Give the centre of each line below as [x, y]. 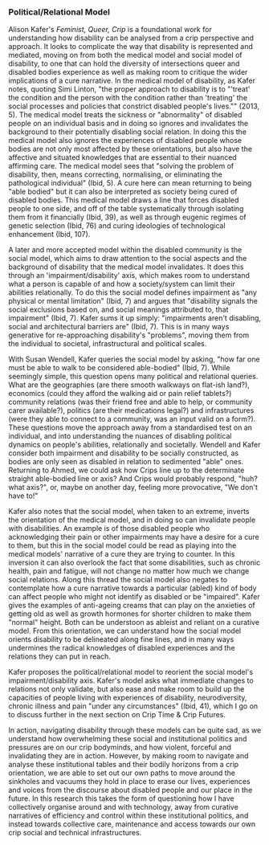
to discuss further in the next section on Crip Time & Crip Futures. [117, 715]
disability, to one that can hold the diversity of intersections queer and [124, 63]
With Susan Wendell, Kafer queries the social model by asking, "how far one [134, 359]
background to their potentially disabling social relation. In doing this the [128, 132]
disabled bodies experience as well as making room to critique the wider [128, 72]
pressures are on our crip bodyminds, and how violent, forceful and [120, 747]
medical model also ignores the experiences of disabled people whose [125, 141]
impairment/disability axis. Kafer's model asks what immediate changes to [131, 680]
